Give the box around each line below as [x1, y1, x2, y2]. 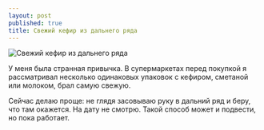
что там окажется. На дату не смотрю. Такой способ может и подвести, [8, 104, 256, 114]
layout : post [8, 11, 52, 20]
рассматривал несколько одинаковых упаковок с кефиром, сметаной [8, 73, 249, 82]
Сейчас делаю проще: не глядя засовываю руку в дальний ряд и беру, [8, 97, 251, 106]
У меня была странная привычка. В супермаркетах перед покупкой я [8, 64, 247, 73]
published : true [8, 19, 62, 27]
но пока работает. [8, 113, 70, 123]
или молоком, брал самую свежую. [8, 81, 131, 90]
